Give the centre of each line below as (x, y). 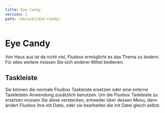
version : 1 (16, 14)
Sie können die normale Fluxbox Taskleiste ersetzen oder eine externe (77, 90)
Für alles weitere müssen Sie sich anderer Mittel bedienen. (65, 62)
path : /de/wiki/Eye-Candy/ (33, 19)
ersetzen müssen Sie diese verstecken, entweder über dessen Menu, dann (81, 100)
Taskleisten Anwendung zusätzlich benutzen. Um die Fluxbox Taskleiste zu (82, 95)
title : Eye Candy (23, 10)
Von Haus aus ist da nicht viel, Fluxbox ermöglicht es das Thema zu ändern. (82, 57)
